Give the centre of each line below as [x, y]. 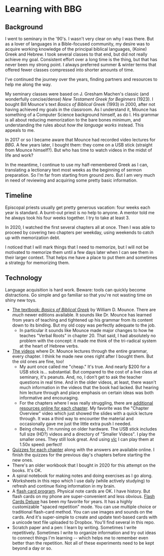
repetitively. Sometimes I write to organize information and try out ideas [84, 533]
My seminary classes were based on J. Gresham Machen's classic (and [77, 94]
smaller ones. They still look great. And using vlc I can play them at [87, 439]
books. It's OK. [27, 470]
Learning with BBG [43, 9]
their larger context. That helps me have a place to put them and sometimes [81, 257]
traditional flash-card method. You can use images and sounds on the [82, 512]
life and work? [19, 155]
